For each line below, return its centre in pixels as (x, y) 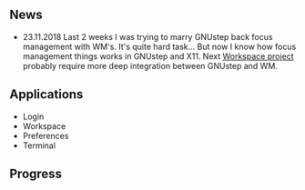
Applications (46, 95)
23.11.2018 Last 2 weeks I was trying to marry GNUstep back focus (147, 36)
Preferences (46, 135)
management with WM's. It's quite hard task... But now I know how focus (159, 46)
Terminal (39, 145)
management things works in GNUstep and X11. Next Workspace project (158, 56)
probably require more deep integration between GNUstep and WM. (150, 65)
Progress (36, 174)
